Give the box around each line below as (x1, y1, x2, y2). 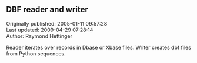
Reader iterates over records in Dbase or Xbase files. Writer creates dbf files (6, 44, 191, 51)
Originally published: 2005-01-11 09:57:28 (6, 20, 108, 27)
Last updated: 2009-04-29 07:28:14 (6, 26, 94, 33)
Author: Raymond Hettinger (6, 32, 72, 40)
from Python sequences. (6, 50, 66, 57)
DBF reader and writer (6, 5, 88, 15)
